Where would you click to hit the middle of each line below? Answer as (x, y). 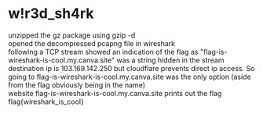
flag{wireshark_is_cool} (46, 102)
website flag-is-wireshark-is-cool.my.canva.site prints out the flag (115, 93)
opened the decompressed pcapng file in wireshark (91, 43)
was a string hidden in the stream (170, 60)
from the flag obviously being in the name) (77, 85)
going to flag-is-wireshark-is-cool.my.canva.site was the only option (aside (130, 77)
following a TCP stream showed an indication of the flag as (103, 52)
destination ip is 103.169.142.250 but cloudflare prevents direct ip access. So (131, 68)
